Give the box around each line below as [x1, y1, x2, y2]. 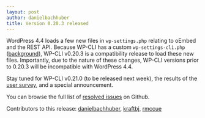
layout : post [6, 9, 40, 15]
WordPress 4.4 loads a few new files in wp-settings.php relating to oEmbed [6, 37, 196, 45]
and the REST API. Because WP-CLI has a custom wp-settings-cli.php [6, 43, 185, 51]
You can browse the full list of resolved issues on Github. [6, 93, 150, 101]
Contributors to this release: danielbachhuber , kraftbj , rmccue [6, 105, 162, 112]
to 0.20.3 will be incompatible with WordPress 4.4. [6, 63, 133, 70]
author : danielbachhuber [6, 15, 70, 21]
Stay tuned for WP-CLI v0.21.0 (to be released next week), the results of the [6, 75, 198, 83]
